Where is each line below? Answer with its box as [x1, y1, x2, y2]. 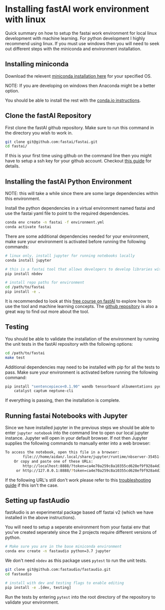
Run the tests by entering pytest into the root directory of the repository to [5, 594, 156, 600]
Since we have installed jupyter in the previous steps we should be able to [5, 425, 155, 431]
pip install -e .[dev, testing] [5, 585, 71, 590]
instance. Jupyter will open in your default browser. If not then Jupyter [5, 435, 148, 441]
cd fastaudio [5, 571, 32, 577]
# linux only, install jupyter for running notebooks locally [5, 253, 135, 258]
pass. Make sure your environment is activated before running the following [5, 369, 158, 375]
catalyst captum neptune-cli [14, 388, 74, 393]
